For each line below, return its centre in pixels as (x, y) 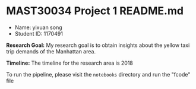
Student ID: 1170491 (39, 33)
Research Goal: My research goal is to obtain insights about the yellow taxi (98, 45)
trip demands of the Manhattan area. (51, 51)
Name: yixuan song (38, 27)
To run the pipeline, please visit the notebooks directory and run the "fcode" (98, 74)
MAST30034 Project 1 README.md (95, 11)
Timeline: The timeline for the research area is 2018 (70, 63)
